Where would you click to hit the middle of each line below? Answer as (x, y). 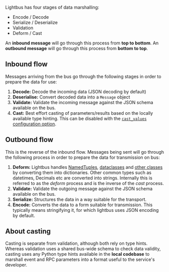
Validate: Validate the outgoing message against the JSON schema (82, 189)
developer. (16, 265)
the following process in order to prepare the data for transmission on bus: (82, 157)
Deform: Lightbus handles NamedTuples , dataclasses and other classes (88, 167)
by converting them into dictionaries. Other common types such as (82, 172)
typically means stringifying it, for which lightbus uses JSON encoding (86, 210)
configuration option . (34, 124)
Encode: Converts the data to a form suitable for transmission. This (82, 205)
